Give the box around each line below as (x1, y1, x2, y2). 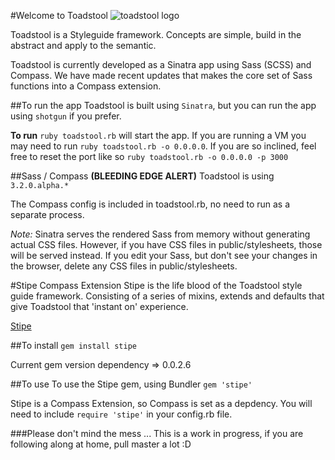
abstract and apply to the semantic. (10, 40, 157, 51)
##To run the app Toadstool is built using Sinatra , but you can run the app (10, 100, 317, 111)
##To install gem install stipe (10, 340, 137, 351)
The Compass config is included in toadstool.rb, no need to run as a (10, 198, 291, 210)
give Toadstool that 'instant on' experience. (10, 301, 189, 312)
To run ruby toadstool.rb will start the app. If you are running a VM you (10, 130, 307, 141)
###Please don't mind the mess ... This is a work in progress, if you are (10, 428, 304, 439)
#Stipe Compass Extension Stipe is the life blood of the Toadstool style (10, 280, 303, 291)
